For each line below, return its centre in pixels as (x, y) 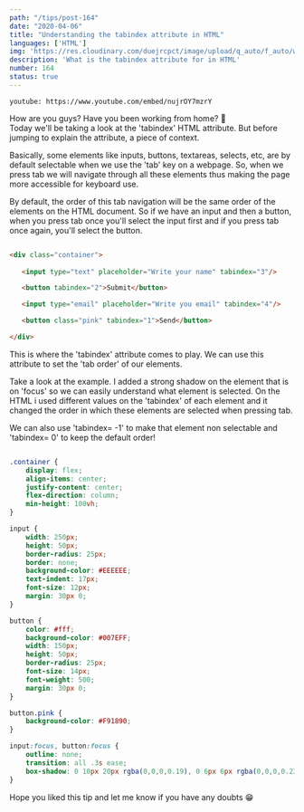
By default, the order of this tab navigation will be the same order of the (142, 201)
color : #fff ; (50, 629)
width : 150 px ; (52, 646)
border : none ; (52, 562)
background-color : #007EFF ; (78, 638)
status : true (34, 77)
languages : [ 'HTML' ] (48, 43)
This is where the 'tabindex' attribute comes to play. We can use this (137, 354)
